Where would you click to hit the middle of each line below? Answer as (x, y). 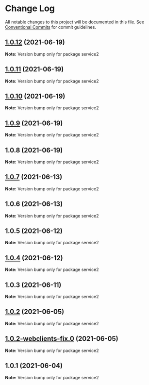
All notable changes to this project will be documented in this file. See (75, 22)
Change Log (30, 8)
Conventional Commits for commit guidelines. (50, 27)
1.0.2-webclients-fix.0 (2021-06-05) (62, 339)
